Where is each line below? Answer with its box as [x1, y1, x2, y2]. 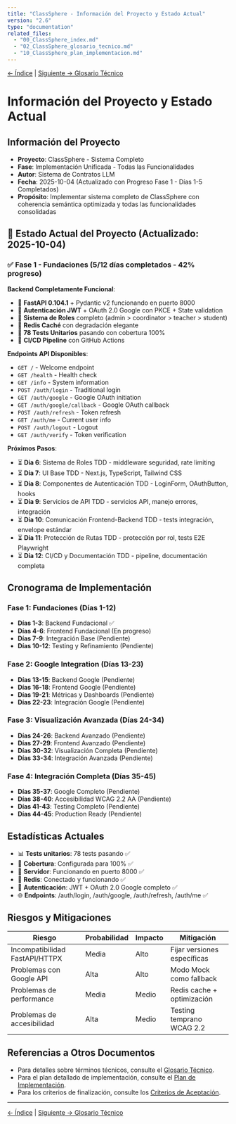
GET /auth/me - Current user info [17, 415, 111, 424]
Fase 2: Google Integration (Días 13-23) [7, 659, 144, 669]
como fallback [170, 973, 218, 983]
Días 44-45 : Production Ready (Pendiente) [17, 810, 143, 819]
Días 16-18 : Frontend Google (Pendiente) [17, 683, 136, 691]
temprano [170, 1014, 202, 1024]
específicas [170, 953, 209, 963]
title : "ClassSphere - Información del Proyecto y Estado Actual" [7, 10, 206, 18]
